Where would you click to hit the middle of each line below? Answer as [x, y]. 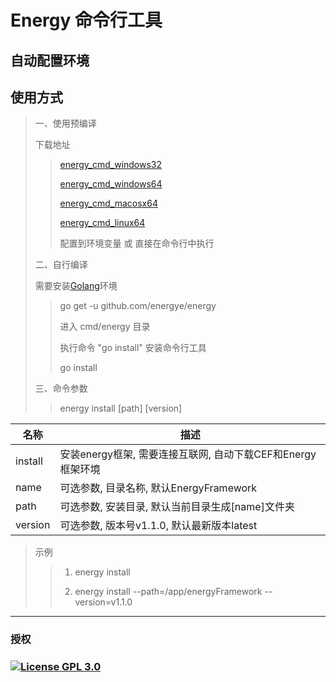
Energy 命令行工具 [86, 20]
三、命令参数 [61, 388]
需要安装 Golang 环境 [76, 286]
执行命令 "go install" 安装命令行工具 [133, 348]
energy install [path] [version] [121, 408]
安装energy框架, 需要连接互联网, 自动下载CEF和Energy [188, 454]
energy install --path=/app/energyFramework [168, 592]
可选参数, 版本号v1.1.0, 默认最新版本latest [158, 526]
